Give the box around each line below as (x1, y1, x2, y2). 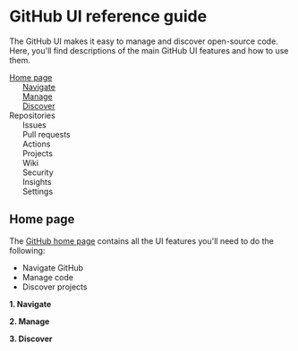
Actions (21, 138, 51, 149)
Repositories (9, 110, 55, 121)
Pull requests (21, 129, 71, 139)
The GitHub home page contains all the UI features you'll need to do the (9, 235, 275, 247)
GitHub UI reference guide (9, 6, 208, 27)
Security (21, 167, 54, 178)
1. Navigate (9, 298, 52, 309)
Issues (21, 119, 47, 130)
